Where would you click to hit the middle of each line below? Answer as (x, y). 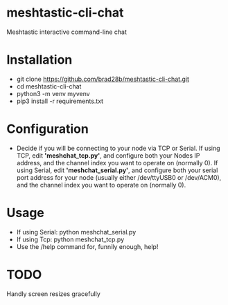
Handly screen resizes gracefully (54, 294)
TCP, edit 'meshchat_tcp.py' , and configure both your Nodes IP (108, 155)
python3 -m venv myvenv (53, 93)
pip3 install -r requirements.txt (60, 101)
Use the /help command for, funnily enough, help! (87, 246)
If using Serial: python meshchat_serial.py (76, 232)
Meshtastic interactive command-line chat (67, 32)
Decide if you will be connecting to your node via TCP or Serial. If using (118, 148)
